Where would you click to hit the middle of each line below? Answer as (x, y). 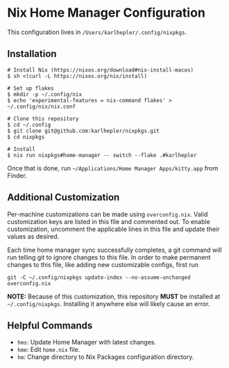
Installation (32, 54)
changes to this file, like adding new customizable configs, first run (103, 264)
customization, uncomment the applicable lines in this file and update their (113, 229)
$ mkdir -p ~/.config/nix (44, 94)
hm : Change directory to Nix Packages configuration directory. (105, 357)
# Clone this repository (43, 119)
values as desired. (33, 236)
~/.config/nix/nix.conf (42, 106)
